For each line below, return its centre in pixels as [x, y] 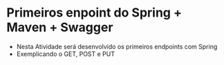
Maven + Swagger [60, 27]
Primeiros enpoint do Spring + [94, 13]
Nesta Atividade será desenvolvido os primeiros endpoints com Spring [117, 46]
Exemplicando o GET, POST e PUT [66, 54]
